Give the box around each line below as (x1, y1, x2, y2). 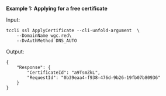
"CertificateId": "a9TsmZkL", (27, 70, 101, 76)
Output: (6, 48, 25, 55)
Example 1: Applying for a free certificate (6, 5, 108, 12)
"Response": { (16, 64, 51, 70)
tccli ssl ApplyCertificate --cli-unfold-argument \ (6, 28, 140, 33)
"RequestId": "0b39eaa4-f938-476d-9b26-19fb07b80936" (27, 75, 161, 81)
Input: (6, 16, 20, 23)
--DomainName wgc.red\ (16, 33, 72, 39)
